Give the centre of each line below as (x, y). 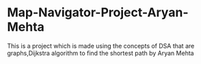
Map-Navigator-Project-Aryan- (98, 13)
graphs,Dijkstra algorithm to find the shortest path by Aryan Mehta (100, 53)
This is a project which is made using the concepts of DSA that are (101, 46)
